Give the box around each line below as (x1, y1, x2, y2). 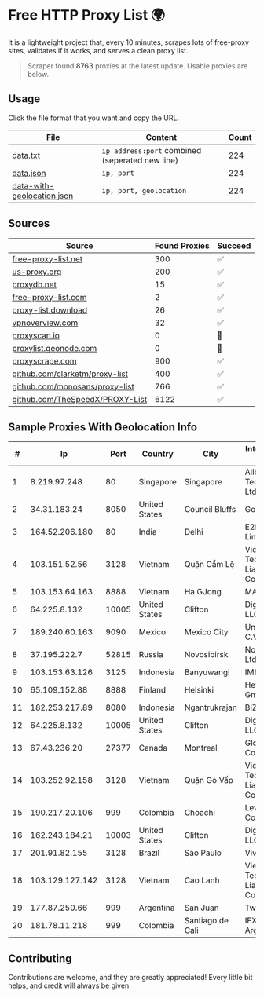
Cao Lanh (184, 875, 220, 886)
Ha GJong (184, 587, 222, 598)
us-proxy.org (12, 266, 62, 277)
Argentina (138, 902, 175, 913)
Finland (138, 685, 167, 696)
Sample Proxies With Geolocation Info (8, 420, 198, 433)
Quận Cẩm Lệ (184, 559, 235, 570)
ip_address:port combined (101, 144, 202, 155)
